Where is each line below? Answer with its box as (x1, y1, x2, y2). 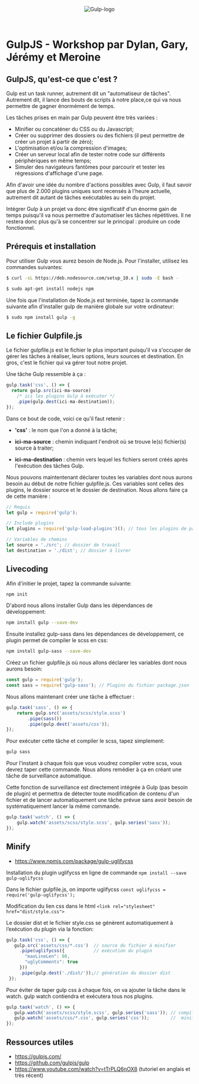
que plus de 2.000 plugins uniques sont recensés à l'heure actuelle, (6, 188, 172, 194)
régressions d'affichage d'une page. (14, 170, 104, 176)
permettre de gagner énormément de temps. (6, 103, 115, 109)
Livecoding (6, 564, 49, 574)
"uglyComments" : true (24, 959, 78, 965)
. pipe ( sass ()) (27, 716, 62, 722)
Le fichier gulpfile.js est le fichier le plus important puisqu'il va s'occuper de (6, 346, 191, 353)
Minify (6, 842, 31, 852)
